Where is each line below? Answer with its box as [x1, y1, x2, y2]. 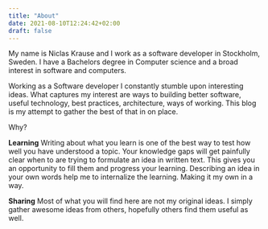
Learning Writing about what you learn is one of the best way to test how [8, 138, 251, 148]
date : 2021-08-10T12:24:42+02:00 [8, 19, 121, 27]
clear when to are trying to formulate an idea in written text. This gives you [8, 155, 256, 165]
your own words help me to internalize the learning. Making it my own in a [8, 172, 254, 182]
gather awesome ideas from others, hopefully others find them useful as [8, 205, 249, 215]
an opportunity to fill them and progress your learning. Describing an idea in [8, 164, 260, 174]
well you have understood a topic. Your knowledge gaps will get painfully [8, 146, 251, 157]
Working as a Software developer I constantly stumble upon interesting [8, 81, 244, 91]
